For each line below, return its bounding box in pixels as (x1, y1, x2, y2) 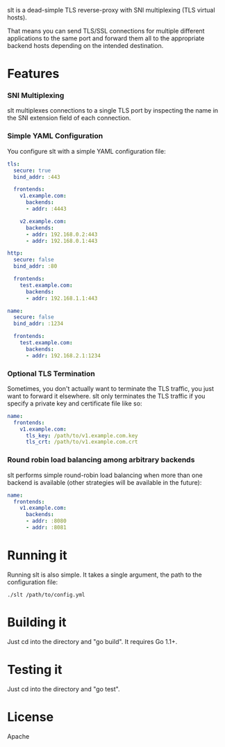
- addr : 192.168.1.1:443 (25, 295, 98, 302)
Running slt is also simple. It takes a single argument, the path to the (7, 570, 203, 579)
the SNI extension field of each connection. (7, 114, 131, 122)
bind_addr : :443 (13, 173, 60, 180)
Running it (7, 547, 67, 563)
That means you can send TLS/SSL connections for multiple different (7, 27, 205, 35)
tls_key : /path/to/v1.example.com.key (25, 432, 138, 439)
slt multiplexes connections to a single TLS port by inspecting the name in (7, 106, 219, 115)
